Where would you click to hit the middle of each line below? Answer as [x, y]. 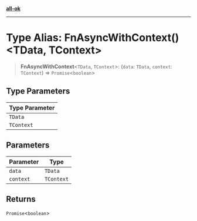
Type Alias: [34, 38]
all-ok [13, 9]
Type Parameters [38, 91]
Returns [21, 199]
